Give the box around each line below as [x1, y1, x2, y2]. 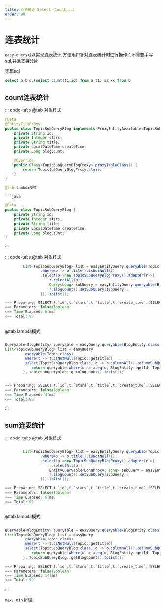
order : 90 [5, 12, 26, 17]
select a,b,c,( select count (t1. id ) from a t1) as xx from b [5, 78, 131, 83]
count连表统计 [5, 93, 50, 101]
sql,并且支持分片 [5, 58, 38, 64]
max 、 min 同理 [5, 597, 33, 603]
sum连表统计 [5, 421, 45, 429]
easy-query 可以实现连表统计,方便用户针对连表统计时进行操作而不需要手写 [5, 52, 153, 58]
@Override [14, 158, 34, 163]
